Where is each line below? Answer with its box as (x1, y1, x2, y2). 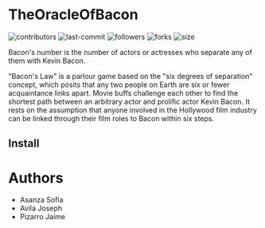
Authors (8, 169, 64, 187)
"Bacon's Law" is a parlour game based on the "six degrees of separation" (8, 71, 253, 81)
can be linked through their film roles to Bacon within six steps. (8, 113, 215, 123)
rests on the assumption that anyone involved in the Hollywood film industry (8, 105, 257, 115)
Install (8, 137, 40, 151)
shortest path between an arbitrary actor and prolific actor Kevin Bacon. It (8, 96, 251, 106)
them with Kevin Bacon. (8, 56, 86, 65)
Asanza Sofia (19, 195, 64, 205)
